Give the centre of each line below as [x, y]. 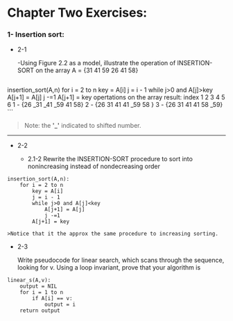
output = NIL [38, 286]
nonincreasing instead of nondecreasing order [94, 166]
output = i [60, 305]
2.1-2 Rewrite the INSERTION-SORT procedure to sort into [110, 159]
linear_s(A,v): [29, 280]
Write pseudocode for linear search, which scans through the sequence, [121, 260]
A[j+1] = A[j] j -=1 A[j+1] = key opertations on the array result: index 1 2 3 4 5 [116, 97]
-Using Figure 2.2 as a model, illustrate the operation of [96, 63]
